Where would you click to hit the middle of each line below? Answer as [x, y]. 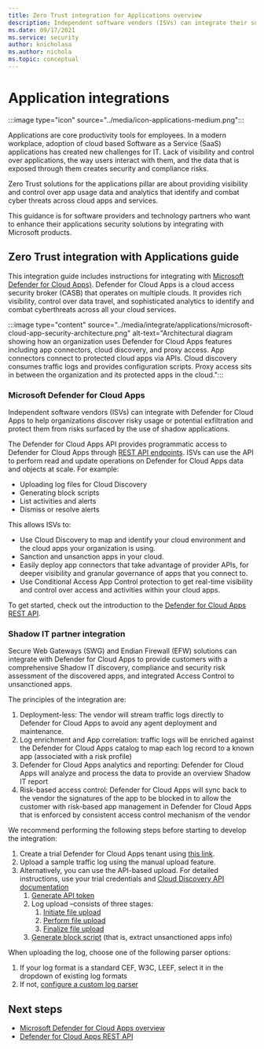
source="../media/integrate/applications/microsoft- [170, 325]
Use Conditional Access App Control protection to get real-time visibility [136, 581]
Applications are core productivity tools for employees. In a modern [117, 135]
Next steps [35, 1009]
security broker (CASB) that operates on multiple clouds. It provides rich [125, 292]
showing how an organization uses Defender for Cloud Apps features [120, 341]
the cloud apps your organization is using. [87, 548]
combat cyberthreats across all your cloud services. [92, 309]
